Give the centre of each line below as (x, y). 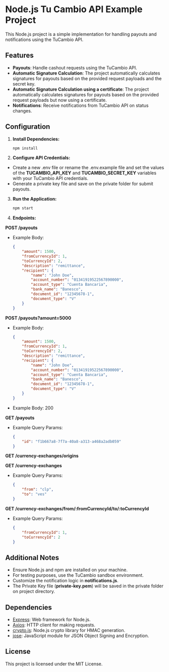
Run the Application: (35, 199)
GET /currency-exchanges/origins (42, 456)
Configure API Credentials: (41, 158)
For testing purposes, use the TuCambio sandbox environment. (78, 575)
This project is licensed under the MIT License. (54, 664)
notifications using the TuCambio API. (44, 40)
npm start (23, 208)
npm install (25, 148)
